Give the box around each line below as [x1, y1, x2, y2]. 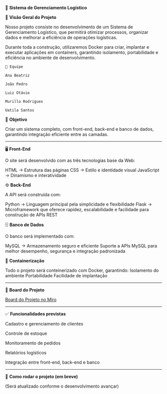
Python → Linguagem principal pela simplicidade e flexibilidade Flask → [5, 201, 153, 207]
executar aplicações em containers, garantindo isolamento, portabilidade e [5, 50, 159, 55]
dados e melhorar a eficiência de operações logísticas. [5, 35, 118, 40]
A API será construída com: [5, 192, 61, 197]
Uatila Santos [5, 108, 35, 113]
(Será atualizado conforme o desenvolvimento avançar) [5, 383, 119, 389]
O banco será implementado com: [5, 234, 75, 239]
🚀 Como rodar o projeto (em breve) [5, 374, 78, 380]
